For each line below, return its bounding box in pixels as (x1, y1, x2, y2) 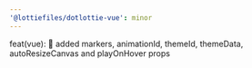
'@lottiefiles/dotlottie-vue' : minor (9, 13, 153, 23)
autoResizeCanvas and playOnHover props (9, 47, 171, 59)
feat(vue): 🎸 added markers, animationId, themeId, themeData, (9, 38, 244, 49)
